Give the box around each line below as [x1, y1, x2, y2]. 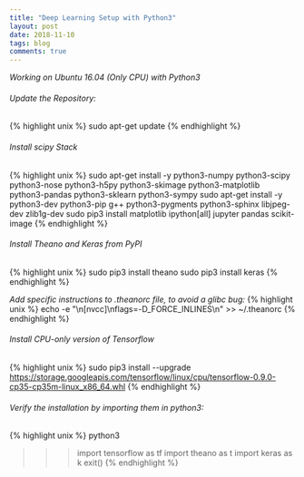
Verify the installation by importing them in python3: [9, 402, 204, 413]
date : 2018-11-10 [9, 30, 75, 39]
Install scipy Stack [9, 141, 78, 152]
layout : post [9, 22, 59, 31]
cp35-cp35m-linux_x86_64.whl [9, 381, 126, 392]
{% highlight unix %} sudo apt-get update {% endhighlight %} [9, 121, 241, 131]
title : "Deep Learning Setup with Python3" [9, 13, 177, 23]
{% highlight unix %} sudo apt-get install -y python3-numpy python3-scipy [9, 170, 290, 180]
